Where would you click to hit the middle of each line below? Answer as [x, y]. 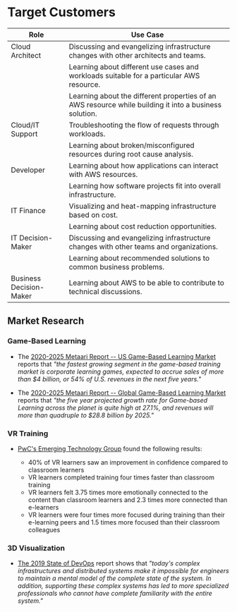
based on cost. [93, 214]
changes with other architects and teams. [137, 55]
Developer [28, 170]
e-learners [43, 507]
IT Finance [28, 210]
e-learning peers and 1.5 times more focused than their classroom [124, 522]
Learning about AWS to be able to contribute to [146, 283]
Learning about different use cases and [134, 66]
